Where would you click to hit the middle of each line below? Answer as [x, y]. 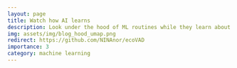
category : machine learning [49, 54]
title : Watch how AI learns [49, 21]
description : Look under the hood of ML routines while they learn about [119, 27]
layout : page [27, 14]
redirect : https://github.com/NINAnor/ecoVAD [76, 40]
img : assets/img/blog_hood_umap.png [62, 34]
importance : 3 [28, 47]
